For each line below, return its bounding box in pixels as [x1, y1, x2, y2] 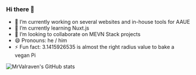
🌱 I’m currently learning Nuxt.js [14, 24, 90, 31]
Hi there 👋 [6, 5, 35, 13]
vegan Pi [14, 52, 36, 59]
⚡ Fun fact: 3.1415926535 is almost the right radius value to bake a [14, 44, 174, 51]
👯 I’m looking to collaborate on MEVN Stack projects [14, 31, 141, 38]
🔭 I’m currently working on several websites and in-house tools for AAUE [14, 19, 190, 26]
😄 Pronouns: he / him [14, 37, 67, 44]
